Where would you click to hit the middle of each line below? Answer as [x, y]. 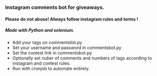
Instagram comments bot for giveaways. [55, 7]
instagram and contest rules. [41, 63]
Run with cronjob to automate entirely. [51, 69]
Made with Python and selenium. [40, 30]
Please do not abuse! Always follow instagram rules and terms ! [72, 19]
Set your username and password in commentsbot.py [67, 48]
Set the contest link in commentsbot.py [52, 53]
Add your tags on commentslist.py [47, 43]
